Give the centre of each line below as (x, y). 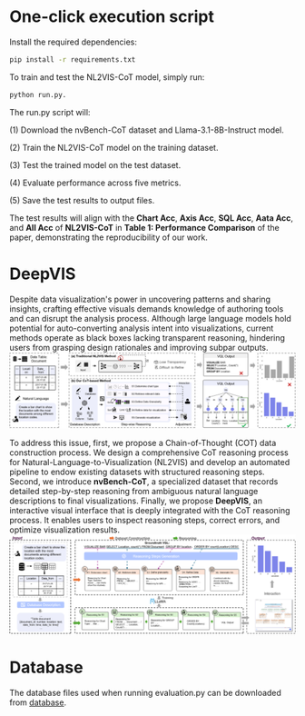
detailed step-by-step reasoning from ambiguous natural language (134, 491)
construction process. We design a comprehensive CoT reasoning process (149, 452)
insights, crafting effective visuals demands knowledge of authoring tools (147, 308)
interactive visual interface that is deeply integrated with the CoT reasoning (150, 510)
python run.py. (38, 94)
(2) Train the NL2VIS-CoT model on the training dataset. (114, 147)
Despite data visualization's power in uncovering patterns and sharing (140, 299)
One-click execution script (112, 17)
